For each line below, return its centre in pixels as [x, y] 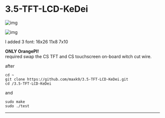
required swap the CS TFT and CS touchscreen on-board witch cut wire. [78, 56]
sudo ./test [17, 106]
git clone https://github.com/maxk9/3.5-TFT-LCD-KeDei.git [67, 79]
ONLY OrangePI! [22, 51]
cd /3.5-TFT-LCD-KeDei [28, 84]
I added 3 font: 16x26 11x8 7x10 [37, 42]
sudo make [15, 102]
